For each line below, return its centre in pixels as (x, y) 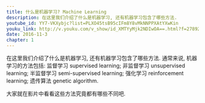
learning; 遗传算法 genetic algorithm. (52, 81)
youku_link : (21, 29)
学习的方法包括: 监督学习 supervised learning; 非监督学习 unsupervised (96, 65)
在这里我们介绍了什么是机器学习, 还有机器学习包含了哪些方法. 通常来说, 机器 (102, 58)
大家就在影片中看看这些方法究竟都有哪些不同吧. (66, 94)
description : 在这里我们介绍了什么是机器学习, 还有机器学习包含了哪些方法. (92, 18)
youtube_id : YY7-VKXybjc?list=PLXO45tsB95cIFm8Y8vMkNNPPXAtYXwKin (92, 23)
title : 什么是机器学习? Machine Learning (56, 12)
